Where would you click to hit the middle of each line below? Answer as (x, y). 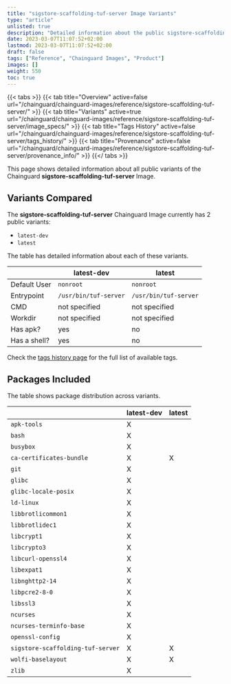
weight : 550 (24, 71)
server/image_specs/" (38, 126)
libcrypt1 (26, 536)
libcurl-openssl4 (39, 559)
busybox (23, 447)
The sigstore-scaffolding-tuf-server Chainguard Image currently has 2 (109, 215)
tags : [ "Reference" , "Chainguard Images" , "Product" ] (86, 59)
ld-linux (25, 502)
